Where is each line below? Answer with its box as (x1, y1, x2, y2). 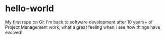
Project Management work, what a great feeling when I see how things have (5, 24, 161, 30)
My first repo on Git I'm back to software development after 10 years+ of (5, 19, 153, 25)
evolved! (5, 29, 23, 35)
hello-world (5, 3, 55, 14)
